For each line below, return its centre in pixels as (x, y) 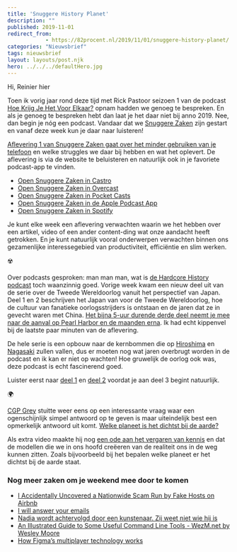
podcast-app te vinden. (41, 166)
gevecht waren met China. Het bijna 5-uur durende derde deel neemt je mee (118, 315)
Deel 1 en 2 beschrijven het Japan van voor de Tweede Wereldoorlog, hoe (115, 300)
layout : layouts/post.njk (45, 60)
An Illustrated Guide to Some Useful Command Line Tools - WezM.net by (123, 525)
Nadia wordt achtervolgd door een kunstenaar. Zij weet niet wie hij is (117, 518)
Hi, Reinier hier (29, 86)
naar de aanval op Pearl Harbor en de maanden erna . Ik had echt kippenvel (117, 322)
